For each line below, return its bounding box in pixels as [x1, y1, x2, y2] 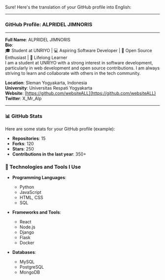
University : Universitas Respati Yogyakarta [5, 85, 92, 91]
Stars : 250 [12, 146, 34, 152]
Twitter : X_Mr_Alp [5, 95, 42, 101]
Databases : [12, 249, 36, 255]
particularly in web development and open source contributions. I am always [5, 65, 160, 71]
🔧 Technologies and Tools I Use [5, 163, 81, 170]
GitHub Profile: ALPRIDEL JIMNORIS [5, 21, 92, 28]
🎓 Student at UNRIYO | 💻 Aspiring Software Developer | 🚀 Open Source [5, 48, 152, 54]
